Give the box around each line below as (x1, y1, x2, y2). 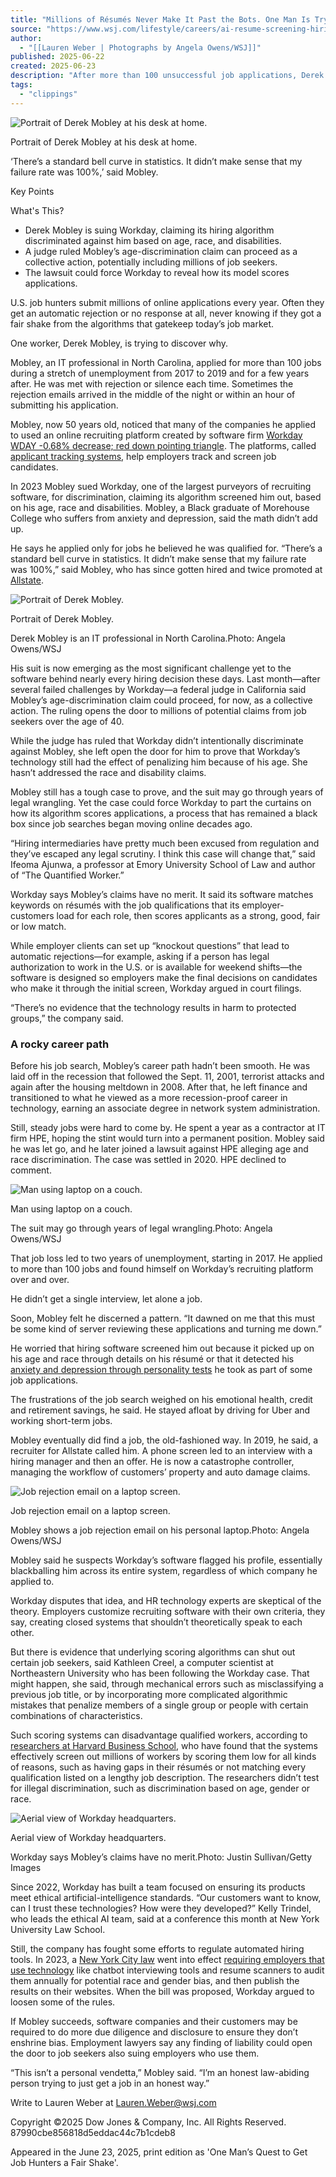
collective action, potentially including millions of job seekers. (24, 256, 278, 268)
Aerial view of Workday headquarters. (10, 1831, 167, 1843)
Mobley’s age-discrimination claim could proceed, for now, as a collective (10, 694, 313, 706)
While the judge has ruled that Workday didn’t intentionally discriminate (10, 734, 304, 746)
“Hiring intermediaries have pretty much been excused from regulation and (10, 837, 320, 849)
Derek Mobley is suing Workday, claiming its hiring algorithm (24, 224, 275, 236)
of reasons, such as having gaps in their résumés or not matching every (10, 1761, 307, 1773)
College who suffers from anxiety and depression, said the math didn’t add (10, 512, 318, 524)
